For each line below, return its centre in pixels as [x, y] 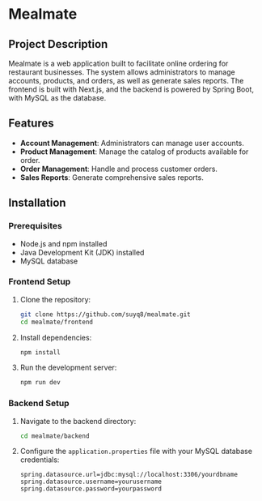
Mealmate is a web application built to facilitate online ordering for [118, 63]
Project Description [58, 44]
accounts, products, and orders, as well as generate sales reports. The [126, 81]
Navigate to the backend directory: [78, 421]
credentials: [40, 460]
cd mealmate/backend [55, 436]
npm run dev [40, 383]
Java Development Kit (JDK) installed [82, 252]
